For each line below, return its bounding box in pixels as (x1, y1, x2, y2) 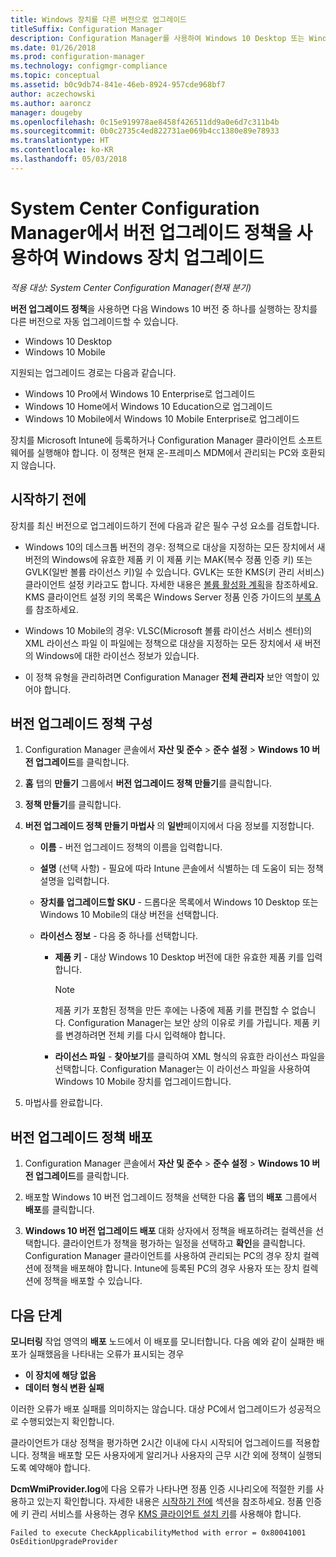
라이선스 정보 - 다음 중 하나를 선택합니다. (39, 930, 199, 942)
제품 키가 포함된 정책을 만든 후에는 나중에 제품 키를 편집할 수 (54, 1004, 290, 1016)
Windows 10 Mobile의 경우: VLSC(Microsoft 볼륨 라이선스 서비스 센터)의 (24, 624, 313, 636)
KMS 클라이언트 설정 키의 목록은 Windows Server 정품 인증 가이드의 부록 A (24, 591, 321, 603)
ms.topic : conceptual (10, 71, 101, 81)
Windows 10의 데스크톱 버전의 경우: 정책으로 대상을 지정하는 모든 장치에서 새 (24, 541, 326, 553)
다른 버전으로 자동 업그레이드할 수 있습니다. (10, 315, 179, 327)
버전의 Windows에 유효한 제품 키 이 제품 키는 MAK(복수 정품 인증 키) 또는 (24, 553, 313, 565)
